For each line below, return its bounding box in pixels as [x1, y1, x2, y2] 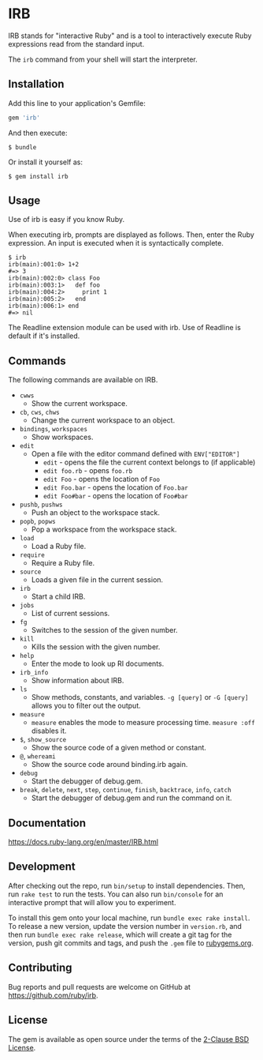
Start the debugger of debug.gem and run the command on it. [31, 793, 232, 803]
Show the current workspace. [31, 399, 128, 408]
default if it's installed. [8, 331, 80, 340]
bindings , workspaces [19, 424, 88, 434]
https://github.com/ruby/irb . [8, 990, 98, 1000]
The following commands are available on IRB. [8, 375, 158, 385]
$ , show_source [19, 735, 67, 744]
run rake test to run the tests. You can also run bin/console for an [8, 889, 224, 899]
